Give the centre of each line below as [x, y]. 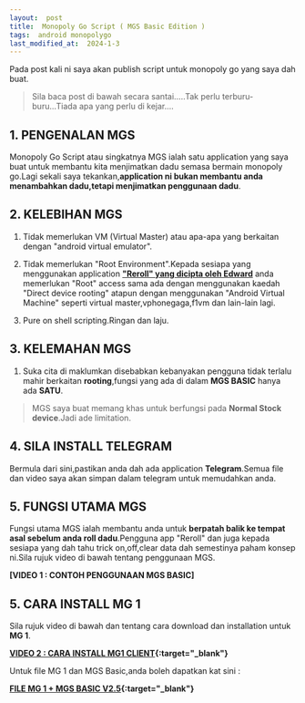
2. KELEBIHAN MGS [66, 215]
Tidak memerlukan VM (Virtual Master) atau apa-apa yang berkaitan [151, 236]
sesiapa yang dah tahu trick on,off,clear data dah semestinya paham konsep [152, 548]
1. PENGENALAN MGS [72, 134]
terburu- [238, 97]
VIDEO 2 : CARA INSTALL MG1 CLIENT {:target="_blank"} [119, 654]
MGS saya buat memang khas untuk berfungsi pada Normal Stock [157, 408]
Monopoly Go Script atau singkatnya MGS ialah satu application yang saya [149, 157]
